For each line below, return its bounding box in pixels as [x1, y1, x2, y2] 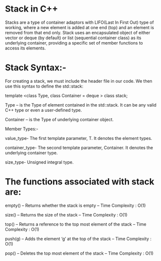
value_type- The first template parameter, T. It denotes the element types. [5, 135, 152, 141]
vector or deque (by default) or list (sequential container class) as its [5, 35, 142, 41]
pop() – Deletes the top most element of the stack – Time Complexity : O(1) [5, 250, 154, 256]
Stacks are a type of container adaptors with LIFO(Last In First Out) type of [5, 19, 154, 25]
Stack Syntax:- [5, 62, 67, 73]
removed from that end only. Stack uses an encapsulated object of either [5, 30, 150, 35]
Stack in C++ [5, 3, 58, 15]
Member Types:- [5, 126, 39, 132]
